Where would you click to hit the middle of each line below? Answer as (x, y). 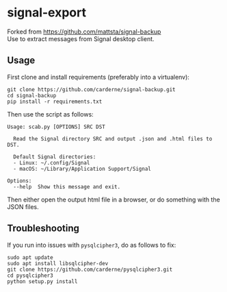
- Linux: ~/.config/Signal (52, 162)
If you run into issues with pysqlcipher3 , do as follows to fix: (92, 245)
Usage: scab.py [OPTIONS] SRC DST (56, 127)
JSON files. (23, 206)
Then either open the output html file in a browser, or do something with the (113, 199)
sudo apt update (30, 257)
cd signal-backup (32, 95)
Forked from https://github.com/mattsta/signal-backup (84, 32)
